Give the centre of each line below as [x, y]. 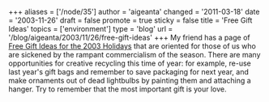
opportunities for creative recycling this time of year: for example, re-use [130, 63]
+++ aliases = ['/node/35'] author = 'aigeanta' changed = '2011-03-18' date [134, 12]
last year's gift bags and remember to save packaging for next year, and [129, 72]
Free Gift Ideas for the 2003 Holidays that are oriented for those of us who [132, 46]
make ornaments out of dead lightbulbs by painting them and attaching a [130, 81]
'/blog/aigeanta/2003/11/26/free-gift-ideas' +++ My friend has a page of [129, 37]
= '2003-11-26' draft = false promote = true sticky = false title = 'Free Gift [130, 20]
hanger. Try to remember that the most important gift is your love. [117, 89]
